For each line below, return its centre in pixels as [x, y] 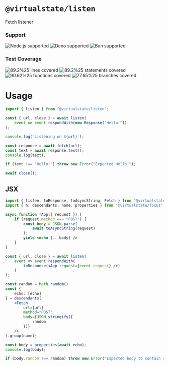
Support [16, 35]
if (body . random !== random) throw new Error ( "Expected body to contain [83, 359]
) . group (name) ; [21, 336]
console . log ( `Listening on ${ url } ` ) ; [45, 137]
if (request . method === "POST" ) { [50, 219]
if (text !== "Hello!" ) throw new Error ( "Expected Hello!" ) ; [71, 164]
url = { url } [33, 308]
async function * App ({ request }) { [44, 214]
